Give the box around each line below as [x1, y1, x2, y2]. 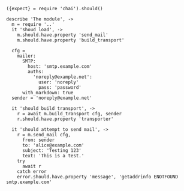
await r [22, 163, 42, 169]
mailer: [17, 53, 36, 59]
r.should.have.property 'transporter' [17, 116, 114, 122]
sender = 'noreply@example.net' [11, 95, 93, 101]
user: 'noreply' [38, 79, 79, 85]
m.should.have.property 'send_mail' [17, 32, 109, 38]
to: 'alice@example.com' [22, 142, 85, 148]
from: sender [22, 137, 55, 143]
